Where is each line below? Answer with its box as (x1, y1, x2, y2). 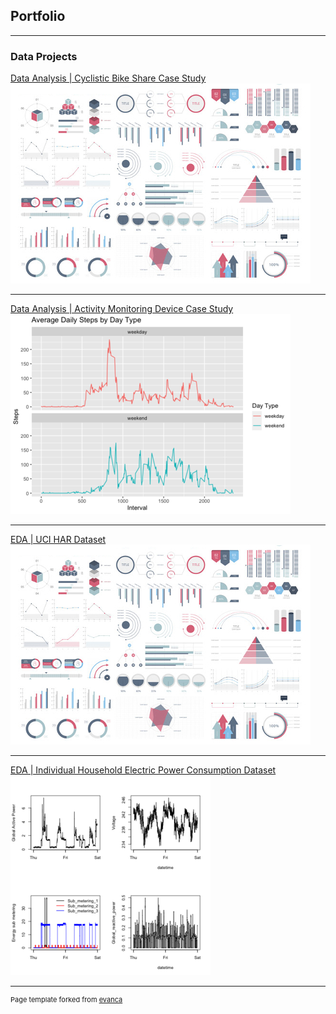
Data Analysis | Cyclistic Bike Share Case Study (10, 72, 207, 84)
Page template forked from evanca (10, 995, 123, 1005)
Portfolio (10, 8, 66, 25)
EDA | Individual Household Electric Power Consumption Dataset (10, 764, 277, 776)
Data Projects (10, 49, 78, 63)
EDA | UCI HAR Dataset (10, 534, 107, 546)
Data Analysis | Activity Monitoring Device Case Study (10, 303, 234, 315)
